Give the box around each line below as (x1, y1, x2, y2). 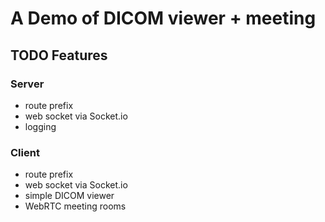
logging (24, 120, 57, 132)
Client (10, 145, 40, 159)
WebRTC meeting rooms (24, 200, 127, 212)
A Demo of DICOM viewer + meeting (10, 7, 317, 30)
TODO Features (10, 47, 108, 64)
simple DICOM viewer (24, 190, 115, 202)
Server (10, 77, 45, 91)
